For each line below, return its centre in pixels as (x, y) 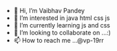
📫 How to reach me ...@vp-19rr (59, 40)
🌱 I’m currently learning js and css (62, 25)
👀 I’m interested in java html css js (62, 18)
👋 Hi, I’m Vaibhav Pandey (49, 11)
